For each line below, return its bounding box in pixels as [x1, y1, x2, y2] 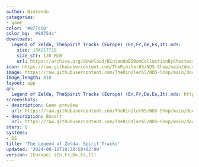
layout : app [6, 81, 36, 86]
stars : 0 [6, 124, 28, 130]
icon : [6, 63, 20, 70]
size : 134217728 [17, 47, 57, 53]
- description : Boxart [6, 113, 62, 119]
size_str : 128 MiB [17, 53, 62, 59]
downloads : [6, 36, 33, 42]
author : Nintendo [6, 8, 49, 15]
